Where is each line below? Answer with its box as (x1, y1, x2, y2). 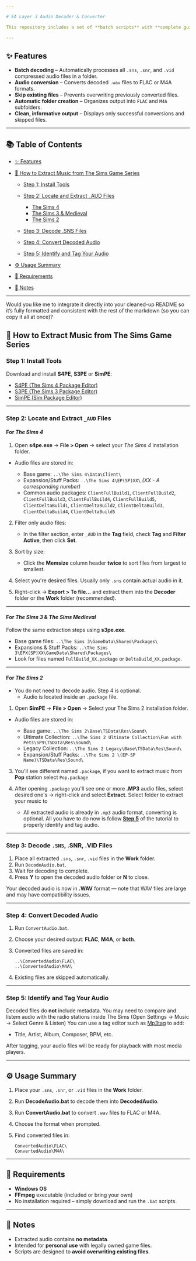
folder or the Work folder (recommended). (14, 595, 117, 602)
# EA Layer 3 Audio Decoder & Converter (6, 13, 106, 19)
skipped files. (14, 116, 47, 123)
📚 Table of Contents (6, 139, 83, 149)
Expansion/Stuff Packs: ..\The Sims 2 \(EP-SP (23, 751, 136, 758)
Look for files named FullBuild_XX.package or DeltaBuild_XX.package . (14, 655, 183, 662)
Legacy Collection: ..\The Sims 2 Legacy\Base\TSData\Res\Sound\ (23, 745, 182, 752)
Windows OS (14, 1185, 47, 1192)
